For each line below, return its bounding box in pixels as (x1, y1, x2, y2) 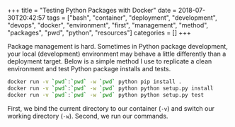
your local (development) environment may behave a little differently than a (7, 49, 227, 58)
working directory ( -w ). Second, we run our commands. (7, 111, 168, 120)
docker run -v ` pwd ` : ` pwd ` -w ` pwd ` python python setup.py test (7, 91, 205, 98)
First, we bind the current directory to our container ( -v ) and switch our (7, 104, 214, 112)
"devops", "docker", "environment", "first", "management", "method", (7, 21, 209, 29)
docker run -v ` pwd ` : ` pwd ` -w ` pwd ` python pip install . (7, 78, 182, 85)
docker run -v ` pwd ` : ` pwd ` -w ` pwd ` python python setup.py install (7, 85, 214, 92)
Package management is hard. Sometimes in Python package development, (7, 42, 228, 50)
